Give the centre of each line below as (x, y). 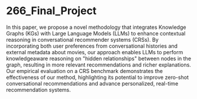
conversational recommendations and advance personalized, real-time (92, 83)
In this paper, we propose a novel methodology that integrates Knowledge (96, 27)
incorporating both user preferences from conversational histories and (92, 46)
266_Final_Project (51, 11)
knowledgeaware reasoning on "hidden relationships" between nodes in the (98, 58)
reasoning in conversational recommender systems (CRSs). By (82, 39)
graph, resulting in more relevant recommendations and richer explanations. (98, 65)
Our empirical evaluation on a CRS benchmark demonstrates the (85, 71)
